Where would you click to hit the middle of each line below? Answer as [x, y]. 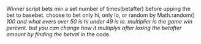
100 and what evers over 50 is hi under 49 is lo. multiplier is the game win [100, 21]
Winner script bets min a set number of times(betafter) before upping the [99, 9]
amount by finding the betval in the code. [59, 34]
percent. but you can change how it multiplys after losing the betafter [94, 28]
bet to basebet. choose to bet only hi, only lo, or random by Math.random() [100, 15]
